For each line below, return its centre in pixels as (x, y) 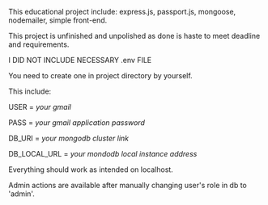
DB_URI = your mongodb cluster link (69, 138)
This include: (30, 91)
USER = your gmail (40, 107)
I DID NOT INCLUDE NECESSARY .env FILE (80, 60)
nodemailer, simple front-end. (58, 20)
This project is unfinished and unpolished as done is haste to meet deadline (134, 36)
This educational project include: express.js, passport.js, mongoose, (122, 12)
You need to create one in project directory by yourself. (100, 75)
